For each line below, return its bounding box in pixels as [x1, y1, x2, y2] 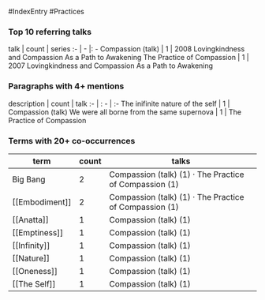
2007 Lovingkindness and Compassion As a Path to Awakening [8, 61, 214, 70]
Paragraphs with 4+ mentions [8, 81, 125, 92]
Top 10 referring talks [8, 26, 92, 37]
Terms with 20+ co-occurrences [8, 135, 136, 146]
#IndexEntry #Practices [8, 7, 84, 16]
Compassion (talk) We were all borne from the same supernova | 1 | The [8, 107, 242, 117]
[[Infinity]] [12, 240, 50, 251]
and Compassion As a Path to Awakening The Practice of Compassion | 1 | [8, 53, 250, 62]
